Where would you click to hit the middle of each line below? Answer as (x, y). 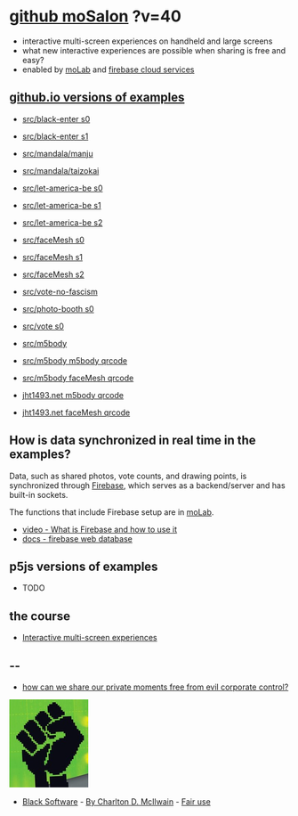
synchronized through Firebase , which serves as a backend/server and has (148, 485)
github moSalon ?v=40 (96, 16)
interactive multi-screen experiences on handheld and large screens (147, 41)
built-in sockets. (39, 494)
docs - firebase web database (77, 539)
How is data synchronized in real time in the (133, 441)
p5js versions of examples (84, 566)
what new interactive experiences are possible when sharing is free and (154, 50)
